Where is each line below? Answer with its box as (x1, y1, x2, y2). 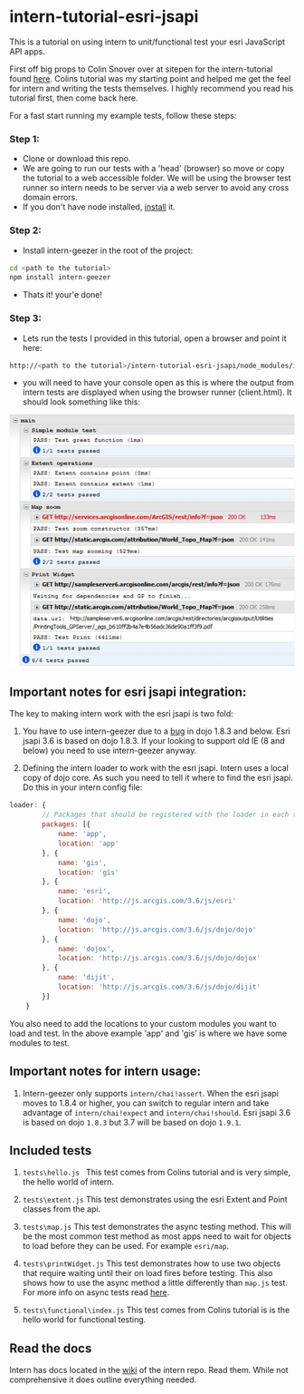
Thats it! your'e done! (22, 289, 102, 300)
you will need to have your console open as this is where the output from (22, 377, 294, 388)
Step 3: (9, 312, 43, 325)
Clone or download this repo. (22, 153, 131, 164)
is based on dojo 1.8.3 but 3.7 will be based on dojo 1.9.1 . (22, 1116, 242, 1127)
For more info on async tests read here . (22, 1287, 170, 1298)
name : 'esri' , (57, 887, 111, 896)
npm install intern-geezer (9, 273, 111, 282)
